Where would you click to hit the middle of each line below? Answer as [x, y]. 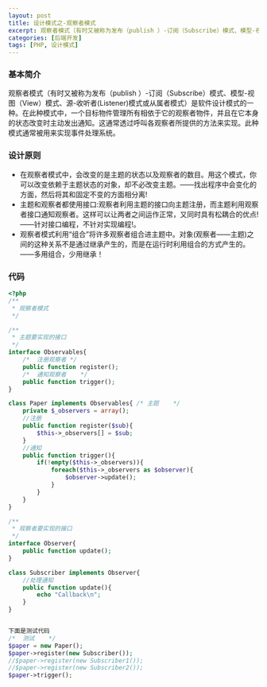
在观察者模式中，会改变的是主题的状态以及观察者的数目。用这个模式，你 [138, 174]
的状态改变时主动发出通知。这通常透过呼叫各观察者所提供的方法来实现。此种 [133, 123]
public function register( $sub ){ [78, 426]
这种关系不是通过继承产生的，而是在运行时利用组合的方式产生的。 [142, 244]
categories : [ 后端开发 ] [45, 38]
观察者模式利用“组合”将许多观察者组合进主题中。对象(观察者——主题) [133, 234]
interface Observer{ [43, 544]
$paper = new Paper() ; [46, 646]
